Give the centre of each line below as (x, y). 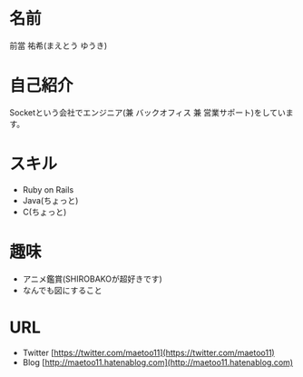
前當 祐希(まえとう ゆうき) (59, 45)
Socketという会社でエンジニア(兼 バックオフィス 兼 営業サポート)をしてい (147, 112)
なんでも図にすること (62, 290)
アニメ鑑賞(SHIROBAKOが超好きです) (93, 279)
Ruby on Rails (48, 189)
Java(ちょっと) (50, 200)
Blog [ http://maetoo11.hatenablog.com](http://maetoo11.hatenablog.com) (157, 362)
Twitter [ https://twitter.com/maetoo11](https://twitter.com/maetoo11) (148, 352)
